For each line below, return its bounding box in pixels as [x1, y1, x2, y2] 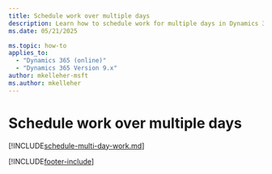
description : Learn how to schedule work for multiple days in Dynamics [8, 19, 259, 28]
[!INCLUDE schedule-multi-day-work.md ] [8, 141, 145, 151]
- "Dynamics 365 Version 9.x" [15, 64, 117, 73]
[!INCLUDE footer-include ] [8, 156, 95, 166]
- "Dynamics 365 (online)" [15, 57, 107, 65]
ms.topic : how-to [8, 41, 67, 49]
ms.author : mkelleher [8, 79, 82, 87]
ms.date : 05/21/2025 [8, 27, 79, 35]
